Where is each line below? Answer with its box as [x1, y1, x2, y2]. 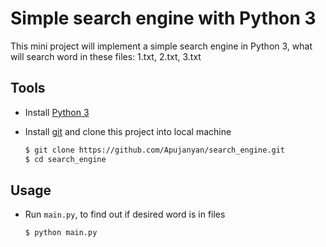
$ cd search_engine [24, 154, 107, 164]
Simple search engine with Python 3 [10, 7, 317, 30]
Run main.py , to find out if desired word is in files [24, 208, 226, 221]
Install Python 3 [24, 106, 90, 118]
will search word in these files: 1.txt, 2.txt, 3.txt [10, 50, 202, 62]
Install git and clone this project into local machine [24, 125, 232, 137]
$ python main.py [24, 228, 98, 238]
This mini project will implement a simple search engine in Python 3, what [10, 40, 313, 52]
